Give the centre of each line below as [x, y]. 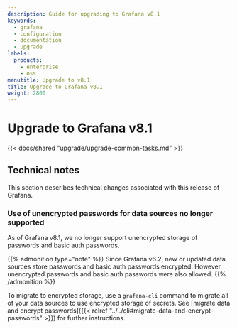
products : [28, 60]
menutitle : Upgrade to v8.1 [49, 80]
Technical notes [44, 170]
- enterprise [39, 67]
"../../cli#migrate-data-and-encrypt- [161, 311]
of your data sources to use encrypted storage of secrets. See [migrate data [119, 303]
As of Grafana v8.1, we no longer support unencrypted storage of [103, 238]
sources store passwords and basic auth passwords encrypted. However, [115, 266]
